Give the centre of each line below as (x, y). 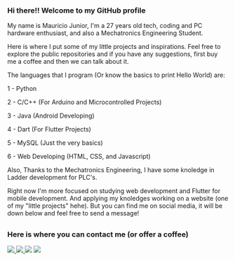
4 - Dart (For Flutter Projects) (49, 129)
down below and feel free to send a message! (73, 213)
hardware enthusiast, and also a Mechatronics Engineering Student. (105, 33)
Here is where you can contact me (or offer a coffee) (98, 234)
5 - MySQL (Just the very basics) (55, 143)
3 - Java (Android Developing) (51, 116)
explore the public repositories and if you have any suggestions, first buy (113, 54)
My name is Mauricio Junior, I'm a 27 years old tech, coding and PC (105, 26)
